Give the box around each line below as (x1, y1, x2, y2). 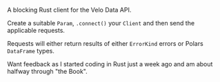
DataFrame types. (7, 47, 55, 55)
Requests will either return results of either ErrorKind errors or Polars (7, 40, 203, 47)
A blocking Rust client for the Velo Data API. (7, 6, 132, 14)
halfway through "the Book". (7, 68, 88, 75)
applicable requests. (7, 27, 66, 34)
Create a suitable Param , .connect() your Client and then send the (7, 19, 195, 27)
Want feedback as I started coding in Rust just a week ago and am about (7, 60, 213, 68)
